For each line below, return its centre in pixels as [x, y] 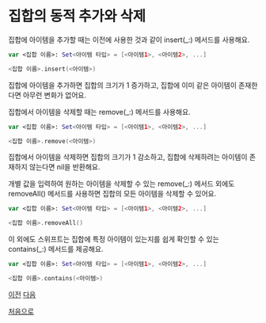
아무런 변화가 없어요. [55, 95]
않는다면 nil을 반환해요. [65, 167]
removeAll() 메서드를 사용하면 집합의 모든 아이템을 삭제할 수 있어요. [112, 194]
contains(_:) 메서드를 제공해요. [56, 249]
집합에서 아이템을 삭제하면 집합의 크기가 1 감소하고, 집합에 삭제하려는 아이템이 [128, 157]
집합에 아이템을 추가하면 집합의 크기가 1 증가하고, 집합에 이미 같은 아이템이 [123, 85]
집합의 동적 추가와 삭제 [77, 16]
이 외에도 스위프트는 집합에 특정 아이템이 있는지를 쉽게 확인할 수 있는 [114, 239]
